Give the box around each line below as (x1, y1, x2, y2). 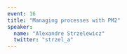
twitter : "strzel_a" (13, 36, 74, 43)
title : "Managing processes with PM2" (7, 17, 121, 24)
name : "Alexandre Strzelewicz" (13, 29, 105, 37)
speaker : (7, 23, 33, 30)
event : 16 (7, 10, 36, 18)
